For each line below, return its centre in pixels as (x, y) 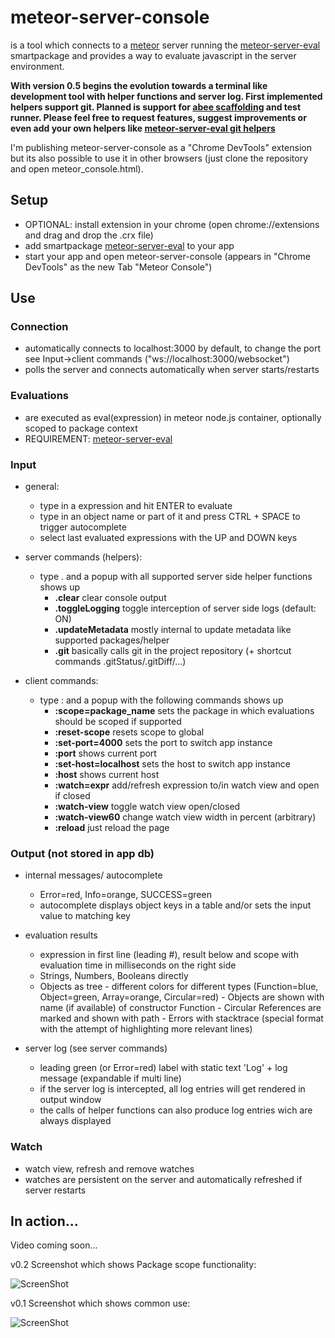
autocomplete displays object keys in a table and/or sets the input (175, 905)
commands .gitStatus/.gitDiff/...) (120, 662)
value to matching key (85, 916)
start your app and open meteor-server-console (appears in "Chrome (167, 256)
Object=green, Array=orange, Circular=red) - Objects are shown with (182, 997)
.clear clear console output (110, 598)
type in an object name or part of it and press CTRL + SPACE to (170, 517)
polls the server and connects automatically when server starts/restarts (172, 370)
